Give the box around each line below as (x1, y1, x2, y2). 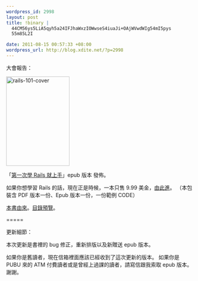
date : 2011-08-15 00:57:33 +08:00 (6, 42, 92, 48)
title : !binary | (6, 20, 49, 26)
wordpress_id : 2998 (6, 8, 55, 15)
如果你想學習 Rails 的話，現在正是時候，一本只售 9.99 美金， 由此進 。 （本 (6, 184, 187, 191)
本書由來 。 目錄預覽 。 (6, 204, 58, 211)
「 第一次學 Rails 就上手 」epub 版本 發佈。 (6, 171, 109, 179)
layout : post (6, 14, 39, 20)
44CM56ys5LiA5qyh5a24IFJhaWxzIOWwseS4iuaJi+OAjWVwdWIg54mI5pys (11, 25, 171, 32)
